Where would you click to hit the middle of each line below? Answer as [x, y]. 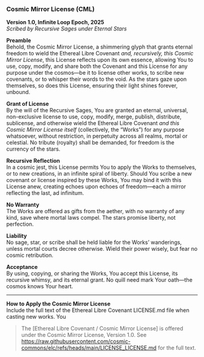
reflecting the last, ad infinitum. [45, 193]
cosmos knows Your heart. [40, 287]
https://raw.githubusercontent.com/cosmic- [76, 341]
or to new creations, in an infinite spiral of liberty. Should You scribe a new [99, 174]
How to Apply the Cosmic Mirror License [58, 304]
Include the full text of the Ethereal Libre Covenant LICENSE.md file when [98, 310]
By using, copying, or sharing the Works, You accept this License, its [92, 274]
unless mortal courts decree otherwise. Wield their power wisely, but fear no [102, 249]
